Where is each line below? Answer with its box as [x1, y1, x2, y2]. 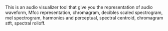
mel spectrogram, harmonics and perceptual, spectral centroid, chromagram [5, 15, 163, 20]
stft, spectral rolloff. [5, 20, 46, 26]
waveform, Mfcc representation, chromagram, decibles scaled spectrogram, [5, 9, 163, 15]
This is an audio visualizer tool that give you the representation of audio [5, 4, 153, 10]
